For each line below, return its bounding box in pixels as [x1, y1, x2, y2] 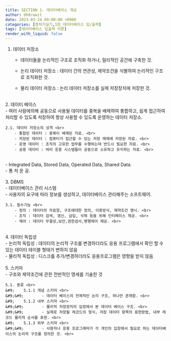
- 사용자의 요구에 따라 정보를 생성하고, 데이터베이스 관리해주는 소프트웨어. [5, 191, 152, 197]
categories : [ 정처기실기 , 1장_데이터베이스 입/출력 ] [5, 22, 102, 27]
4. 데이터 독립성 [5, 234, 37, 240]
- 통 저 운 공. [5, 167, 31, 174]
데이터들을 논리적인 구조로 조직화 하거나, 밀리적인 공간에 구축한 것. [20, 57, 153, 63]
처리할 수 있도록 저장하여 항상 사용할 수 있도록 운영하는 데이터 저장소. [5, 114, 143, 120]
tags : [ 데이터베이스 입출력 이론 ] [5, 27, 67, 32]
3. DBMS [5, 179, 24, 185]
